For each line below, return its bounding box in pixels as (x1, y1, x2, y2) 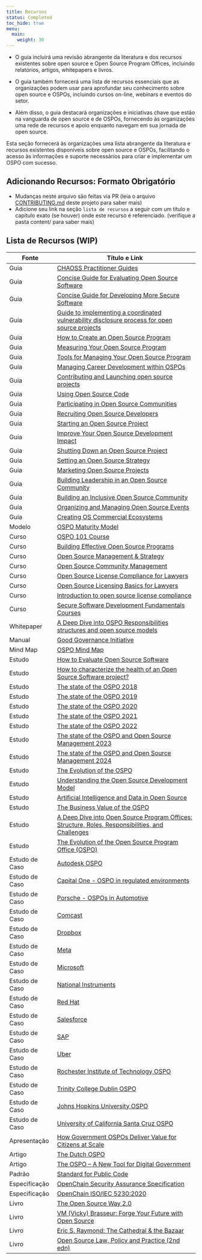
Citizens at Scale (57, 1140, 105, 1148)
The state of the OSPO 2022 (57, 722, 138, 730)
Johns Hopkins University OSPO (57, 1102, 148, 1110)
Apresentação (9, 1136, 49, 1145)
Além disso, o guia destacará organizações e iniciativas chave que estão (14, 109, 195, 116)
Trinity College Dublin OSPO (57, 1084, 136, 1093)
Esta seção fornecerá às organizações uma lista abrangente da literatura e (6, 140, 191, 147)
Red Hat (57, 997, 80, 1006)
